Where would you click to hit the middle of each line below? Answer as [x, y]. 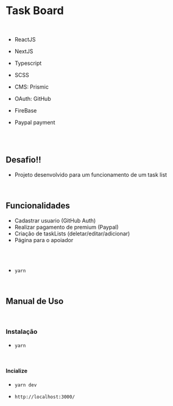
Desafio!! [23, 160]
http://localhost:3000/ [45, 397]
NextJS [24, 51]
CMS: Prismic [32, 87]
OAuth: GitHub [33, 98]
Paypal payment [35, 122]
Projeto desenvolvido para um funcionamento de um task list [91, 174]
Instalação [22, 332]
